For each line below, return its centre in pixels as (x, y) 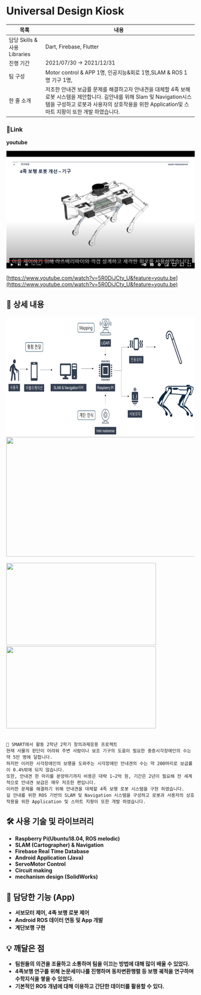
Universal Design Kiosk (65, 11)
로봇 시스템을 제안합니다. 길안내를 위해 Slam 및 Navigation (114, 97)
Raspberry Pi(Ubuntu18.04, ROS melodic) (67, 839)
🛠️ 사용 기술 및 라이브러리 (50, 821)
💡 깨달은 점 (25, 948)
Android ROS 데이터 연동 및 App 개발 (59, 920)
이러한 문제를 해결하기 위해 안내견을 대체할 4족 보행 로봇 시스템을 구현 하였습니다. (95, 789)
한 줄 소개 (20, 100)
